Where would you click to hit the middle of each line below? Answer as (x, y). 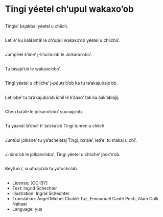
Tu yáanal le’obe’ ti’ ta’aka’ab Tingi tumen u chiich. (56, 126)
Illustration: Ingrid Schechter (41, 193)
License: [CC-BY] (30, 183)
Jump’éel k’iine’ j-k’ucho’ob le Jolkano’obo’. (48, 55)
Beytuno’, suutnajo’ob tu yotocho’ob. (42, 169)
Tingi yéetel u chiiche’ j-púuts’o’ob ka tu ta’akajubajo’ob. (61, 83)
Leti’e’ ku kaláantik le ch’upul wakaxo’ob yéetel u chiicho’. (63, 40)
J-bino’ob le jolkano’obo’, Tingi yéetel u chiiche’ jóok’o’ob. (63, 155)
